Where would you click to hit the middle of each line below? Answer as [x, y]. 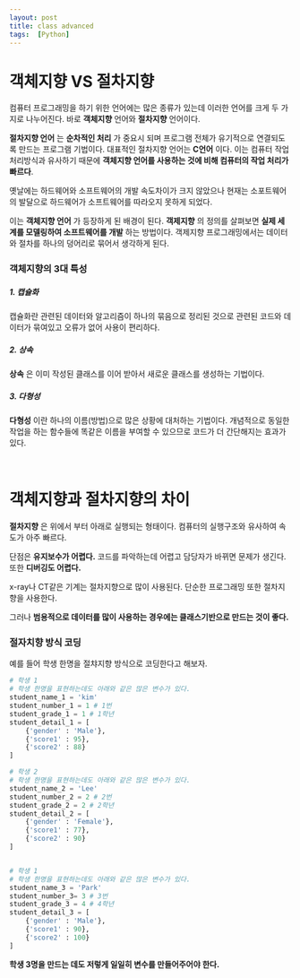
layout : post [34, 17]
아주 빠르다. [46, 538]
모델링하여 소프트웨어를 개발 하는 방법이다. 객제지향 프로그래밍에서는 [145, 232]
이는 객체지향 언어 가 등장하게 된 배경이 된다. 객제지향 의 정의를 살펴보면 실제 [142, 221]
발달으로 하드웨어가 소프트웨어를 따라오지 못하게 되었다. [116, 202]
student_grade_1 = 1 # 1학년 [62, 714]
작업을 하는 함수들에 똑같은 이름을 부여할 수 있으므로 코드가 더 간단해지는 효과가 [148, 432]
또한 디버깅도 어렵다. [45, 568]
